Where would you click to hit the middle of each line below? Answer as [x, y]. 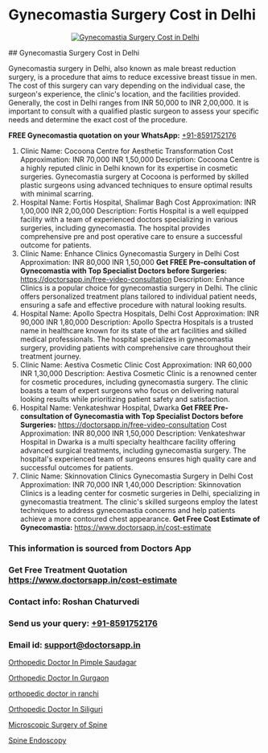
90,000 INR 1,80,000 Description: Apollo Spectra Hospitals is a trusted [136, 322]
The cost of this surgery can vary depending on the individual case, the [127, 85]
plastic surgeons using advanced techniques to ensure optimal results [136, 185]
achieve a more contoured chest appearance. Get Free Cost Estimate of [140, 519]
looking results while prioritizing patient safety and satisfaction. [125, 399]
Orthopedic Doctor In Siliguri [56, 709]
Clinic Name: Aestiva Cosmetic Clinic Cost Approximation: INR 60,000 [136, 365]
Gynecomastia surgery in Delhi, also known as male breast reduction [122, 68]
